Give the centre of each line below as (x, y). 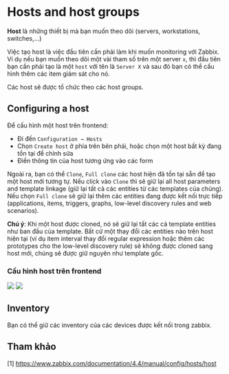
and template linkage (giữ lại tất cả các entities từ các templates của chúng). (115, 188)
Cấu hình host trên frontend (54, 271)
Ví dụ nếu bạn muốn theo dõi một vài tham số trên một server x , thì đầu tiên (114, 59)
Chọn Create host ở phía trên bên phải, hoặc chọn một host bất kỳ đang (119, 146)
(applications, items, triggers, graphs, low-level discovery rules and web (109, 203)
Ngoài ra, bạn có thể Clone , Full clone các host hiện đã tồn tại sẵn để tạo (111, 174)
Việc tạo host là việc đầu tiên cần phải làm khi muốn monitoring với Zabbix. (113, 52)
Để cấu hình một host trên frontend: (58, 125)
